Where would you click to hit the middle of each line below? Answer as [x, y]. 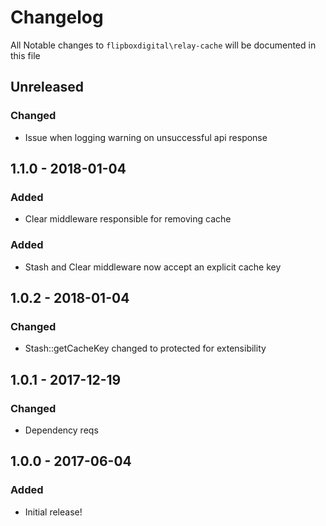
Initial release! [53, 512]
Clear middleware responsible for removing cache [128, 219]
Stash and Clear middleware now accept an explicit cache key [153, 267]
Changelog [57, 17]
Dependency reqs [61, 430]
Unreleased [47, 87]
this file [25, 55]
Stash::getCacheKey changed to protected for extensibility [145, 348]
